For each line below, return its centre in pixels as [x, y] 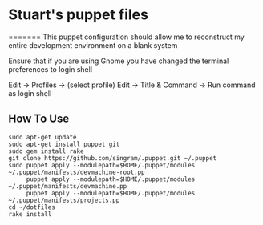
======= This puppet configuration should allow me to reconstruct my [126, 37]
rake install [30, 214]
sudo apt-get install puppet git [64, 144]
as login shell [30, 93]
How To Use [39, 119]
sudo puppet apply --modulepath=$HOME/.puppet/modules [102, 165]
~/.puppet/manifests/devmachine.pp [68, 186]
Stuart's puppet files [78, 15]
